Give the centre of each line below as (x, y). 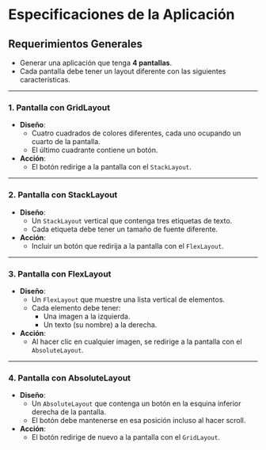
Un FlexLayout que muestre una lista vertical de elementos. (128, 299)
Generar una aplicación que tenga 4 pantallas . (96, 63)
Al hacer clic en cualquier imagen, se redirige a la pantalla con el (137, 341)
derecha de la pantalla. (69, 412)
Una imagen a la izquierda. (87, 316)
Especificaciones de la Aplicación (122, 15)
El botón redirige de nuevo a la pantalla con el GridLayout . (125, 437)
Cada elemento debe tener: (76, 307)
